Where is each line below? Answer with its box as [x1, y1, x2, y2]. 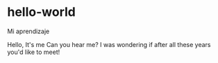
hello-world [7, 4, 76, 20]
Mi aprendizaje [7, 27, 50, 35]
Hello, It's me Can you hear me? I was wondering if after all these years [7, 40, 211, 48]
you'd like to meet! [7, 48, 60, 56]
